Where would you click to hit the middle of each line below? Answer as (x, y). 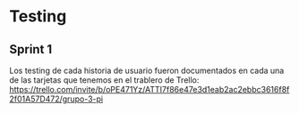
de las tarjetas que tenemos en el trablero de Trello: (104, 80)
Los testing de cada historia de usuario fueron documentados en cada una (147, 70)
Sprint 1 (31, 49)
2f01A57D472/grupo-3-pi (56, 99)
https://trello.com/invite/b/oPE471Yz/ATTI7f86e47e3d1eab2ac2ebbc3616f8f (149, 89)
